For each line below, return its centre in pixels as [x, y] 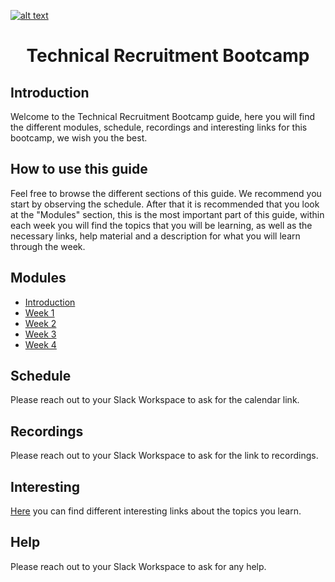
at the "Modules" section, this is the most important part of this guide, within [167, 214]
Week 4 [40, 344]
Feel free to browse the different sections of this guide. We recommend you [166, 193]
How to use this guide [79, 169]
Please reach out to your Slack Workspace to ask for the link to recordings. [164, 456]
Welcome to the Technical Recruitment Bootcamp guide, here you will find [163, 116]
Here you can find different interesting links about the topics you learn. [156, 511]
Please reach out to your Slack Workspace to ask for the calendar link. [155, 400]
